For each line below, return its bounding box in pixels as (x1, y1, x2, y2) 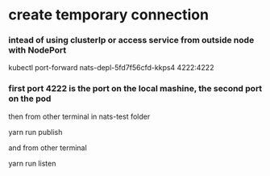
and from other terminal (8, 143, 87, 153)
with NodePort (8, 44, 67, 56)
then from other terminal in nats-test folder (8, 111, 151, 121)
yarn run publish (8, 127, 63, 136)
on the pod (8, 93, 52, 104)
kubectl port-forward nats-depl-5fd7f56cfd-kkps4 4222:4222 (8, 63, 214, 73)
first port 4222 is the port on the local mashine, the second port (8, 83, 263, 94)
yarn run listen (8, 158, 56, 168)
